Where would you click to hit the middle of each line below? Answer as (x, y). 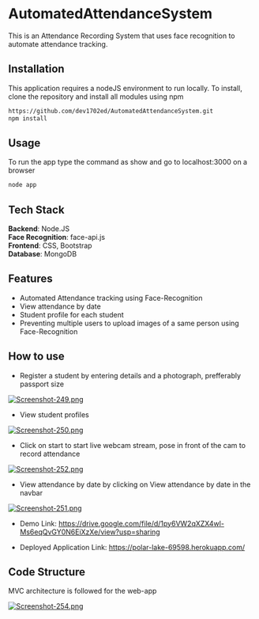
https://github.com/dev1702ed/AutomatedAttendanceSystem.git (111, 111)
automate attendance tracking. (58, 44)
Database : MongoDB (43, 254)
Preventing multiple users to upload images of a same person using (129, 323)
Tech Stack (36, 209)
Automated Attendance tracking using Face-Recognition (111, 298)
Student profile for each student (71, 314)
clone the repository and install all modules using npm (96, 97)
